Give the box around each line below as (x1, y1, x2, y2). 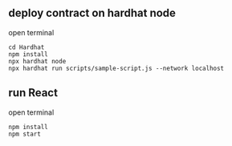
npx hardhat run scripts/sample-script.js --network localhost (8, 64, 225, 72)
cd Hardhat (8, 43, 45, 51)
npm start (8, 130, 42, 138)
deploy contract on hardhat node (8, 6, 177, 20)
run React (8, 86, 59, 99)
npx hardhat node (8, 57, 67, 65)
